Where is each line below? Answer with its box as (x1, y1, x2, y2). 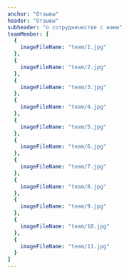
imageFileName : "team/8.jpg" (20, 183, 107, 190)
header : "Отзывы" (7, 17, 59, 24)
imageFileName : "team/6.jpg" (20, 143, 107, 151)
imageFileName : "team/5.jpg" (20, 123, 107, 131)
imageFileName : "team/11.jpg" (20, 243, 110, 250)
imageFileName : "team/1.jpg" (20, 44, 107, 51)
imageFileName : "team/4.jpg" (20, 103, 107, 111)
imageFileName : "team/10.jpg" (20, 223, 110, 230)
